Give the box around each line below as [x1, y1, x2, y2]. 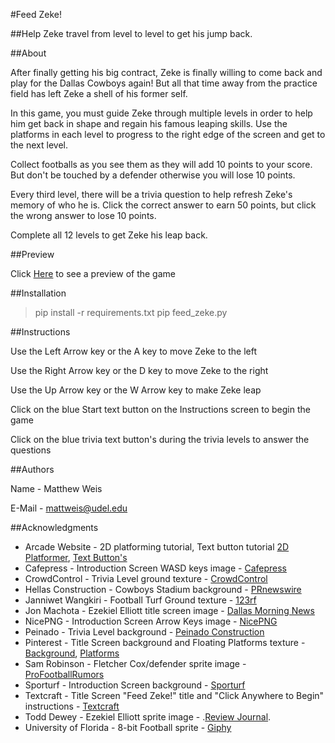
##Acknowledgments [10, 522, 99, 533]
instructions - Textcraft [24, 700, 120, 712]
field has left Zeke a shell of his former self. [10, 88, 188, 99]
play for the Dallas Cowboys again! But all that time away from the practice [10, 77, 318, 89]
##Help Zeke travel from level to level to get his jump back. [10, 28, 253, 39]
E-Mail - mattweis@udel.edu [10, 502, 128, 514]
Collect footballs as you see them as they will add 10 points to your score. [10, 159, 313, 170]
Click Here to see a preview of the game [10, 268, 176, 279]
